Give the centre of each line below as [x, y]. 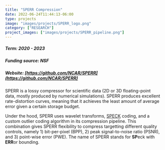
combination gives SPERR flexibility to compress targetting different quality [81, 126]
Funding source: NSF [27, 60]
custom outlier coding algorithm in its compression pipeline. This [71, 121]
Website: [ [16, 73]
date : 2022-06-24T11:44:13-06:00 [39, 14]
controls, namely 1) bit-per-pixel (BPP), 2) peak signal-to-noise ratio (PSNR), [82, 131]
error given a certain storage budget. [43, 106]
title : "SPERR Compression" [34, 10]
